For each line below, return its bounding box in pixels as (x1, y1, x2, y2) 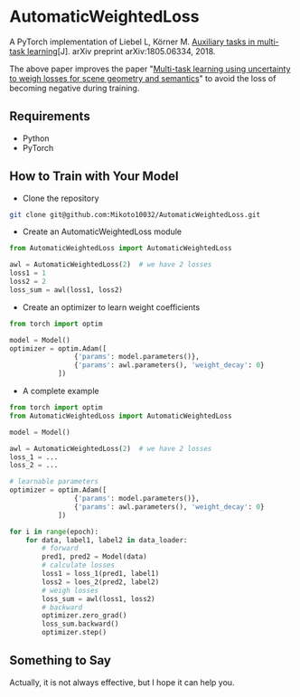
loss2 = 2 (9, 278, 47, 287)
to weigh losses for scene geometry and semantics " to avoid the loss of (9, 72, 277, 83)
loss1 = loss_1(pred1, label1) (42, 570, 160, 579)
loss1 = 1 (9, 268, 47, 278)
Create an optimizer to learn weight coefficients (22, 301, 201, 313)
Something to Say (9, 653, 111, 668)
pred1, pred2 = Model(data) (42, 552, 147, 561)
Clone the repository (22, 193, 99, 203)
